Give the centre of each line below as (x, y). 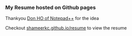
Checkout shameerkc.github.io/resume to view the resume (66, 28)
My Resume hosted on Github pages (51, 7)
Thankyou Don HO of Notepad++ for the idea (52, 18)
